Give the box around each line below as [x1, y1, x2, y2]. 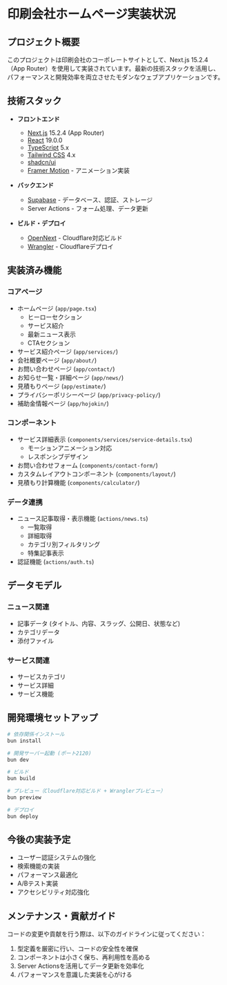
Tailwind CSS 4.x [27, 150, 76, 159]
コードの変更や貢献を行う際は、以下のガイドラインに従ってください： [7, 930, 206, 938]
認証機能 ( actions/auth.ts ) [17, 558, 95, 566]
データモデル [7, 580, 62, 591]
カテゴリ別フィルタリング [27, 540, 101, 549]
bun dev [7, 756, 30, 763]
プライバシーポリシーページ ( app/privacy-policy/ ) [17, 390, 161, 398]
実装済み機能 [7, 264, 62, 277]
